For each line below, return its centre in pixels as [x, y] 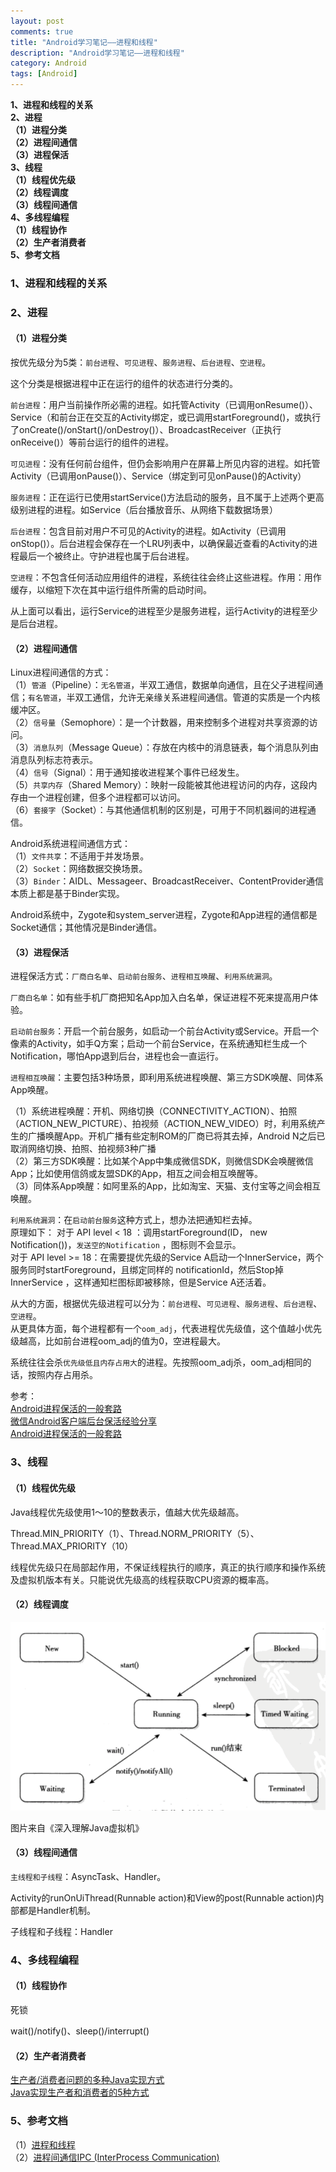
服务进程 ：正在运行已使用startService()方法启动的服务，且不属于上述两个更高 [167, 497]
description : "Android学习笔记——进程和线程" [97, 53]
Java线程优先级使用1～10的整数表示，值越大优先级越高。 [127, 1512]
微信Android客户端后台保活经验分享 [83, 1421]
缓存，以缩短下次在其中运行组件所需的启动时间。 [111, 590]
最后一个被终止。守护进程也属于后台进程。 [106, 556]
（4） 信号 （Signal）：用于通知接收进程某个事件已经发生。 [127, 772]
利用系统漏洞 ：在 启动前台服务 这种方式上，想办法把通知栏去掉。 [134, 1220]
